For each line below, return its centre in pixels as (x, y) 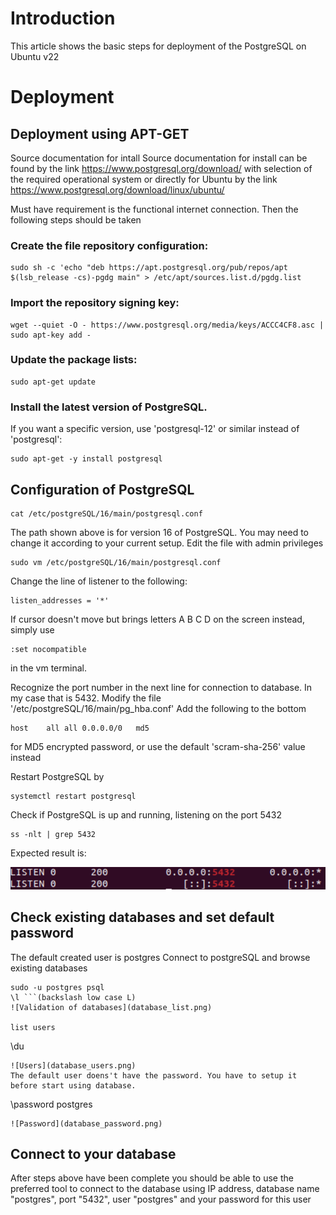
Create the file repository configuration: (109, 245)
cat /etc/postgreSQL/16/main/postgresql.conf (106, 513)
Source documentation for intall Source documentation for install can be (159, 158)
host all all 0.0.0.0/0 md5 (80, 728)
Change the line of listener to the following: (99, 581)
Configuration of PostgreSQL (102, 489)
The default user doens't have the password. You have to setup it (154, 1075)
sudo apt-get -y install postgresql (86, 459)
